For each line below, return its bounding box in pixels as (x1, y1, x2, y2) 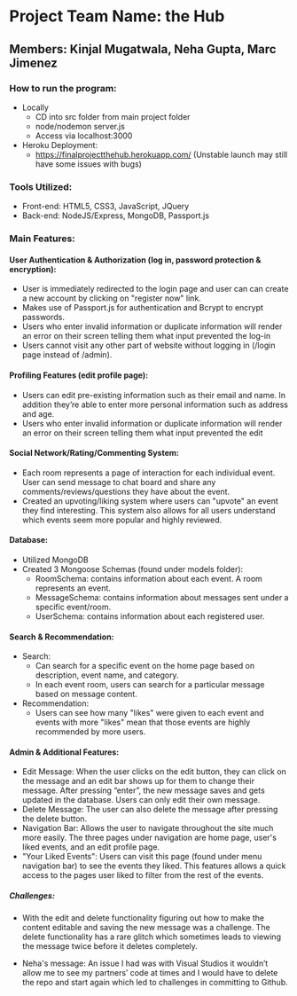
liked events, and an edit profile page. (21, 842, 160, 852)
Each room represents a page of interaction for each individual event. (21, 467, 276, 478)
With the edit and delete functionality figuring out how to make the (21, 913, 264, 923)
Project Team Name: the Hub (9, 6, 225, 27)
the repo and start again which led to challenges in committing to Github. (21, 977, 288, 988)
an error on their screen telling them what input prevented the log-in (21, 331, 271, 341)
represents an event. (35, 583, 111, 593)
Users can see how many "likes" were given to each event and (35, 708, 264, 718)
